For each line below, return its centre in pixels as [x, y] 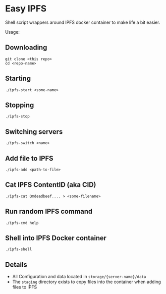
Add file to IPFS [29, 158]
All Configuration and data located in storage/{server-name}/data [79, 277]
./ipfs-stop [17, 117]
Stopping [20, 105]
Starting [18, 79]
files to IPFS [25, 287]
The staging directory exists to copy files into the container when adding [86, 282]
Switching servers [34, 132]
